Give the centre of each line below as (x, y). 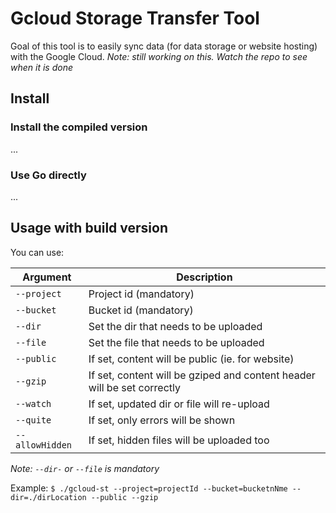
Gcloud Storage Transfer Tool (135, 18)
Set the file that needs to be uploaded (176, 342)
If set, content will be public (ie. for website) (191, 359)
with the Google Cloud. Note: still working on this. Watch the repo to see (159, 56)
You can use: (37, 252)
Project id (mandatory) (141, 294)
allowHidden (44, 445)
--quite (33, 420)
